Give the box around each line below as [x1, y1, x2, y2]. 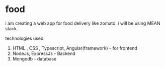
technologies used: [5, 35, 45, 41]
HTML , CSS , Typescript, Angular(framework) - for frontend [12, 45, 137, 51]
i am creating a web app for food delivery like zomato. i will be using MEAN [5, 20, 160, 26]
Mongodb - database [12, 55, 57, 61]
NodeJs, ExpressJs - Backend [12, 50, 75, 56]
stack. [5, 25, 18, 31]
